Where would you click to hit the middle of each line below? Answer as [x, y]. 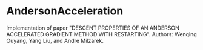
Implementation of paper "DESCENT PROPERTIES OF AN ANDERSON [93, 28]
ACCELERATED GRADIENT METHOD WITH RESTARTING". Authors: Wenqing [101, 34]
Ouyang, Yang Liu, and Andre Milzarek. [55, 40]
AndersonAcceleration [65, 11]
